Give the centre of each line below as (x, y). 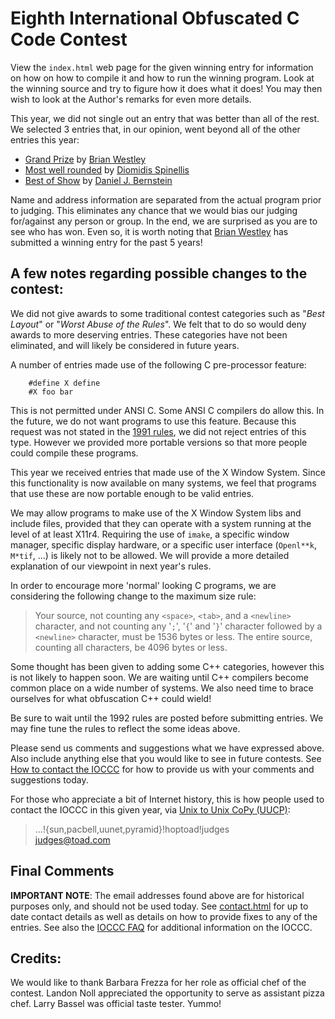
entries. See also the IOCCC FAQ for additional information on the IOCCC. (161, 927)
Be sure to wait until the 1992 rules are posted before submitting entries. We (167, 718)
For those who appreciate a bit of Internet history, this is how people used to (167, 799)
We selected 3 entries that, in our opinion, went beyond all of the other (155, 129)
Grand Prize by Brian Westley (85, 159)
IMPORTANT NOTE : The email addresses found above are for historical (157, 895)
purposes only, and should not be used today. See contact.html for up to (159, 906)
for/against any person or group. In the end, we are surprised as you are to (164, 221)
